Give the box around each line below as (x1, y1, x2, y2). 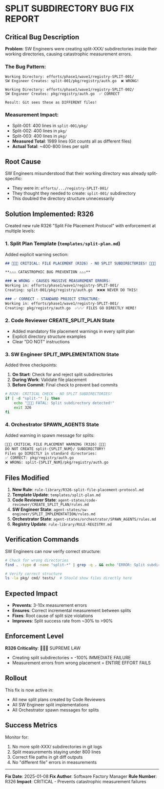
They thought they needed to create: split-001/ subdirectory (12, 191, 136, 196)
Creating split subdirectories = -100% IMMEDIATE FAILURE (12, 654, 131, 660)
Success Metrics (5, 721, 58, 730)
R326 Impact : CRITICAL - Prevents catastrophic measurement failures (5, 778, 146, 784)
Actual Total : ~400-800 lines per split (12, 143, 89, 149)
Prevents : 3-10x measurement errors (12, 602, 87, 608)
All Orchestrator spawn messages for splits (12, 707, 99, 713)
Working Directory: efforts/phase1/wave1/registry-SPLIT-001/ (5, 74, 134, 79)
